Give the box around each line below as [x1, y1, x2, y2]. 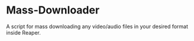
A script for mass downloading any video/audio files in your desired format [6, 23, 188, 30]
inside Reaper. [6, 29, 41, 36]
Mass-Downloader [6, 4, 100, 17]
